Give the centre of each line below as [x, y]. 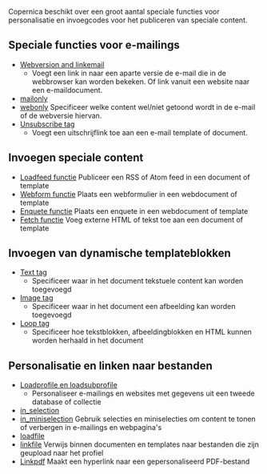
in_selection [40, 411]
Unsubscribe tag [47, 124]
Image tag [36, 298]
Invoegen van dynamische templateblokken [120, 253]
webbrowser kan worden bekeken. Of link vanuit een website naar [141, 81]
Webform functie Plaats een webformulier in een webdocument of [129, 194]
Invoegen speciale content [76, 158]
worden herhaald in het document [88, 340]
